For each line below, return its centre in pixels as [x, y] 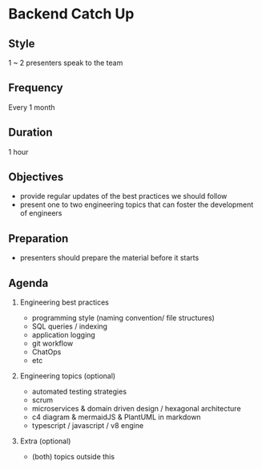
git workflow [52, 344]
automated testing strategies [79, 392]
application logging [64, 335]
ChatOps [46, 352]
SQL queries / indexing [70, 326]
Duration [31, 133]
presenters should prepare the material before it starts [109, 258]
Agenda [28, 283]
